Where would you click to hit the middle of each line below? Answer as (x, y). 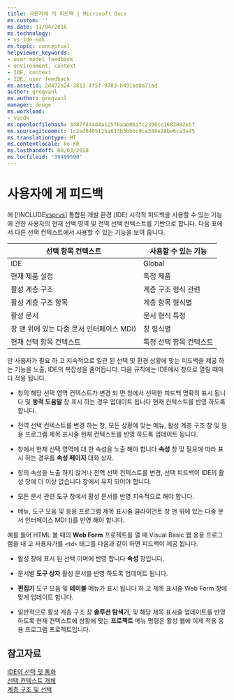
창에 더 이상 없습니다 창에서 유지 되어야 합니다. (88, 481)
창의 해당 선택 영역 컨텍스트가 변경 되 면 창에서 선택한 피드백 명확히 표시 (115, 392)
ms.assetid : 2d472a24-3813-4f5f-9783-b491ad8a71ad (82, 85)
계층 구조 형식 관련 (172, 289)
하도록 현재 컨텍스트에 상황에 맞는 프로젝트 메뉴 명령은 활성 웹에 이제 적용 (117, 620)
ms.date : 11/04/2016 (37, 27)
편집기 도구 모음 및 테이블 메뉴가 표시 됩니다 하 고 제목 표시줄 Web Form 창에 (122, 588)
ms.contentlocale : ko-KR (43, 144)
